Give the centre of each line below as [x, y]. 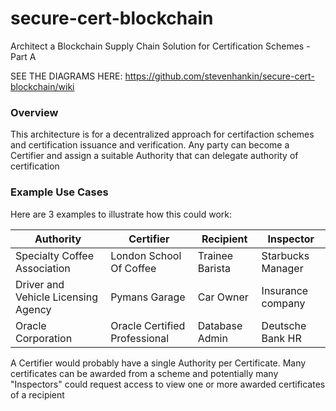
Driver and [40, 284]
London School [146, 255]
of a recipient [37, 394]
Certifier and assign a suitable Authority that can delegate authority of [154, 156]
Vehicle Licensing [56, 297]
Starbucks [285, 255]
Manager [282, 268]
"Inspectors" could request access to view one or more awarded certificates [168, 384]
